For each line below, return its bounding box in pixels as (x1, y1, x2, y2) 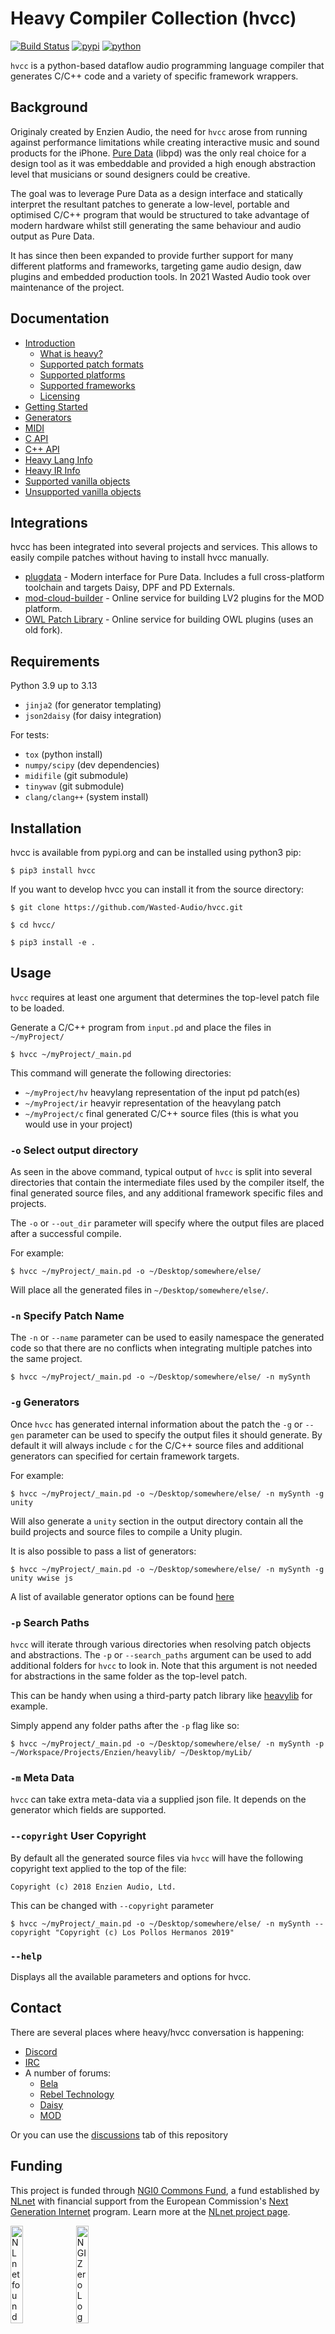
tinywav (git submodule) (24, 780, 125, 792)
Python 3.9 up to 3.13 (10, 680, 98, 692)
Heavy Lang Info (24, 453, 93, 466)
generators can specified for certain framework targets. (10, 1450, 240, 1462)
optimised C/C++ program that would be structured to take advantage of (10, 208, 310, 221)
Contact (10, 2000, 62, 2017)
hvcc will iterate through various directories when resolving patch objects (10, 1638, 312, 1650)
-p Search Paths (10, 1615, 90, 1629)
